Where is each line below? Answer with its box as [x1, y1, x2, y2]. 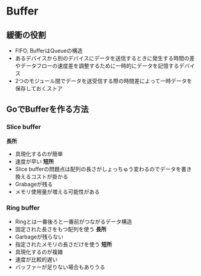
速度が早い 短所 [14, 157, 54, 165]
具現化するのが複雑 [14, 248, 63, 255]
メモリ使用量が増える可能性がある [14, 188, 100, 195]
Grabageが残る [14, 180, 53, 188]
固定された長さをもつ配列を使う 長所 [14, 225, 107, 232]
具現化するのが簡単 [14, 150, 63, 157]
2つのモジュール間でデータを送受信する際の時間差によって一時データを [14, 77, 193, 84]
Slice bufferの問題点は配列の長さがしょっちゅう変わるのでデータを [14, 165, 182, 172]
